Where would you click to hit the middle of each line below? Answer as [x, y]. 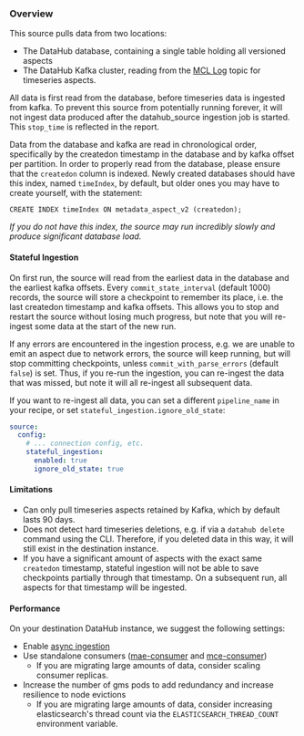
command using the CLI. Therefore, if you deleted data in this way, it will [158, 539]
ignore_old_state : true [79, 469]
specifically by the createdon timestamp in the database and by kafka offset [152, 154]
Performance [35, 608]
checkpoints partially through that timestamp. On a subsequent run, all [155, 577]
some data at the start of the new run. [106, 326]
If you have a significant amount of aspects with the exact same [142, 558]
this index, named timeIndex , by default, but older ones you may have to [145, 183]
